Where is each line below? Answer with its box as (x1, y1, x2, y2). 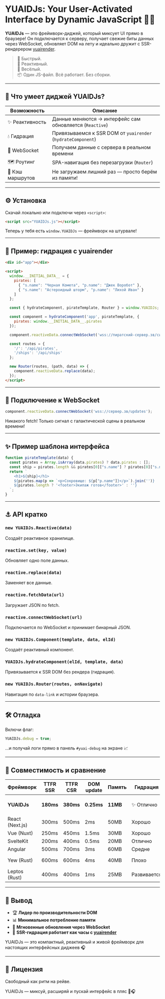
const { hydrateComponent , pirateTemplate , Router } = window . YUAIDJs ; (9, 305, 160, 311)
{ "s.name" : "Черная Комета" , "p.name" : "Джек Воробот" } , (18, 282, 141, 287)
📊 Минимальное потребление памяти (12, 917, 96, 923)
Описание (92, 107, 117, 114)
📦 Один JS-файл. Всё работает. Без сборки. (17, 72, 111, 78)
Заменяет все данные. (5, 580, 53, 586)
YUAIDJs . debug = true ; (5, 736, 52, 741)
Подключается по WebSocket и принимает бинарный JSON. (5, 624, 131, 630)
